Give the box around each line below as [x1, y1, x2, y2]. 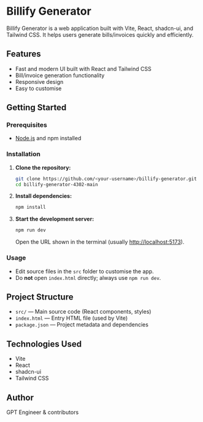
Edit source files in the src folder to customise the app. [15, 268, 155, 275]
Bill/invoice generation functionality [15, 72, 105, 79]
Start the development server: [15, 216, 94, 223]
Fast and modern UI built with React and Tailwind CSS [15, 65, 151, 72]
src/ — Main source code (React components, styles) [15, 308, 151, 315]
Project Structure [6, 292, 74, 302]
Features [6, 49, 41, 59]
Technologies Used [6, 339, 82, 349]
